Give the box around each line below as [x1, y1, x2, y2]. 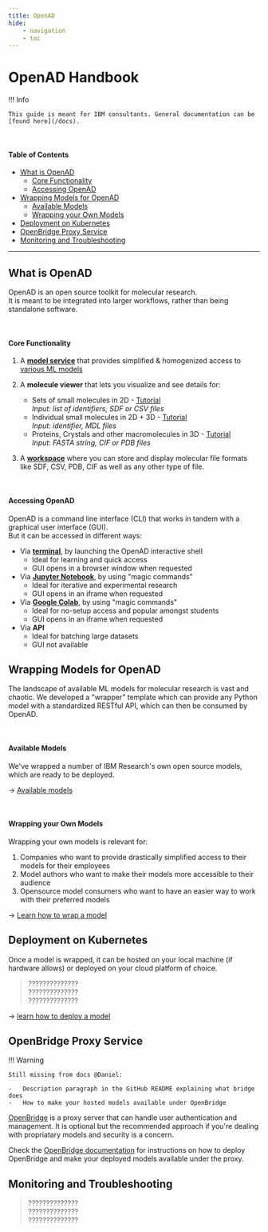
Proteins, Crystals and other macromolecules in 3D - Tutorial [31, 430, 231, 439]
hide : [8, 19, 26, 27]
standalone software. [8, 305, 78, 314]
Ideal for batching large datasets [31, 631, 139, 641]
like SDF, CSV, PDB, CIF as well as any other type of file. [19, 462, 205, 472]
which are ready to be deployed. [8, 770, 115, 779]
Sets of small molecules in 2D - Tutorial [31, 395, 161, 405]
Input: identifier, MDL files [31, 421, 117, 430]
